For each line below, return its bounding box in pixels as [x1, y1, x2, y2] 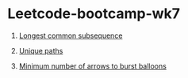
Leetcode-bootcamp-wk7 [7, 5, 180, 23]
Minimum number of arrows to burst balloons [18, 61, 167, 71]
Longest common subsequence [18, 31, 123, 40]
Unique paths [18, 46, 63, 55]
